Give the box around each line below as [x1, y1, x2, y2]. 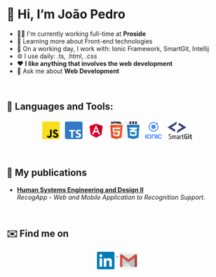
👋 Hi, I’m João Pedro [6, 6, 126, 22]
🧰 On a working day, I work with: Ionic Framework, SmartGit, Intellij [16, 44, 210, 53]
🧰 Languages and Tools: [6, 101, 114, 113]
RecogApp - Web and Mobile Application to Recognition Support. [16, 193, 205, 201]
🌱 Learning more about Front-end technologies [16, 36, 153, 45]
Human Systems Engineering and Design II [16, 185, 144, 194]
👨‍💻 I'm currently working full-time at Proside [16, 29, 147, 38]
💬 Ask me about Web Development [16, 67, 120, 75]
